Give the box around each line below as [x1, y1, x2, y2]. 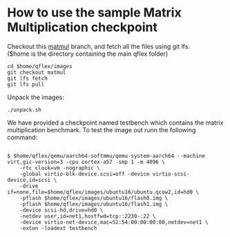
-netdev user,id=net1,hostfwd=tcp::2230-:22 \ [19, 212, 156, 220]
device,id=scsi [7, 176, 51, 183]
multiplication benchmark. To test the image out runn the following [7, 125, 196, 134]
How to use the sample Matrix [7, 5, 182, 21]
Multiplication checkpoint [7, 19, 157, 35]
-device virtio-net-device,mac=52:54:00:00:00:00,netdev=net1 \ [19, 218, 209, 225]
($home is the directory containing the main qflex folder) [7, 50, 169, 58]
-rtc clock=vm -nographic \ [19, 164, 100, 172]
